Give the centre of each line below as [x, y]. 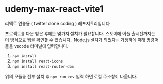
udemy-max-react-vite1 [54, 9]
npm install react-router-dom [43, 67]
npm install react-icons [37, 61]
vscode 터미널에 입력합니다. [41, 46]
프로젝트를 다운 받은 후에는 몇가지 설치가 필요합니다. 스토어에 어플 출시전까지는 [80, 33]
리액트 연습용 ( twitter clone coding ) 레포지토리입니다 [58, 23]
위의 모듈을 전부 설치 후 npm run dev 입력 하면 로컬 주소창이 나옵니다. [71, 76]
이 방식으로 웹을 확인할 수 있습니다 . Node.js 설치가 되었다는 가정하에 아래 [75, 40]
